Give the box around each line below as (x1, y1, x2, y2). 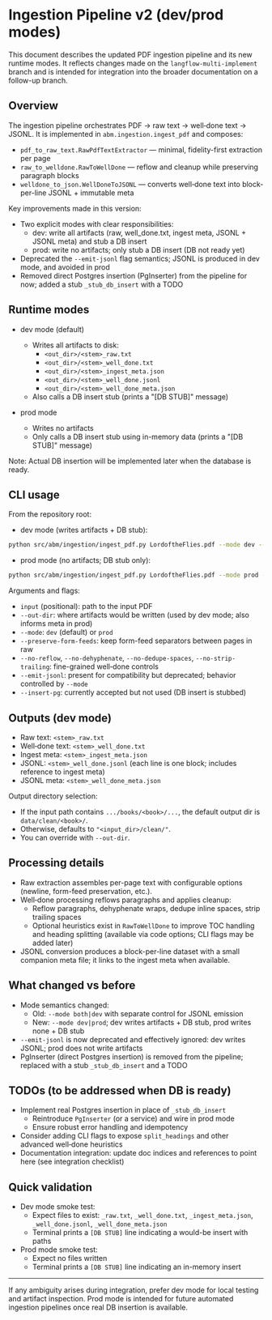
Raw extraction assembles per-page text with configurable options (19, 877, 243, 888)
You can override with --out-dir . (19, 832, 131, 842)
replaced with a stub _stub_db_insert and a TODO (19, 1060, 188, 1070)
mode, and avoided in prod (19, 262, 111, 272)
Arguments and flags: (8, 585, 81, 596)
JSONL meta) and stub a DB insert (32, 236, 147, 246)
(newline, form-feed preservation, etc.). (19, 886, 152, 896)
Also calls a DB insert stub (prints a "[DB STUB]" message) (32, 391, 229, 402)
